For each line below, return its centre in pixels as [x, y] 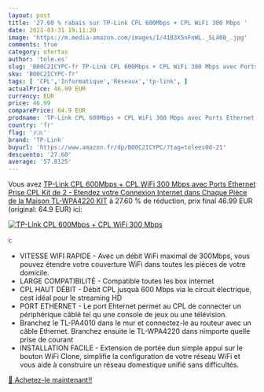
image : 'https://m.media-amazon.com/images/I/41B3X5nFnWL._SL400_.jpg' [128, 37]
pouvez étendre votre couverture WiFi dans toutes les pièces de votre [132, 264]
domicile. [34, 273]
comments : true [33, 45]
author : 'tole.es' [38, 60]
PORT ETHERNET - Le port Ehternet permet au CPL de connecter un [130, 306]
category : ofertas [38, 52]
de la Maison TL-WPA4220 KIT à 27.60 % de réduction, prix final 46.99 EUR [130, 201]
